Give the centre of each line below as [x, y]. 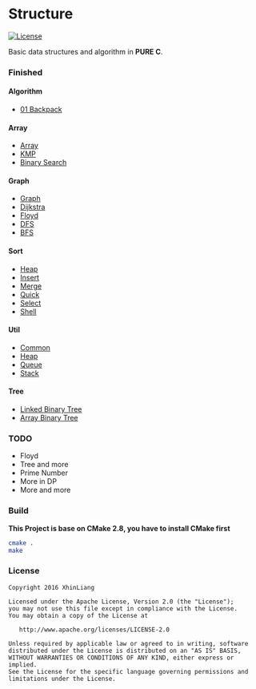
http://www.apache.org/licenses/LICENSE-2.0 [94, 630]
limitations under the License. [62, 679]
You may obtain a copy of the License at [78, 615]
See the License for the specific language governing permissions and [128, 671]
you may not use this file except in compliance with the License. [123, 608]
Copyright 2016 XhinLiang [51, 587]
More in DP [38, 481]
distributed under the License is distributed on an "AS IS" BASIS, [125, 651]
